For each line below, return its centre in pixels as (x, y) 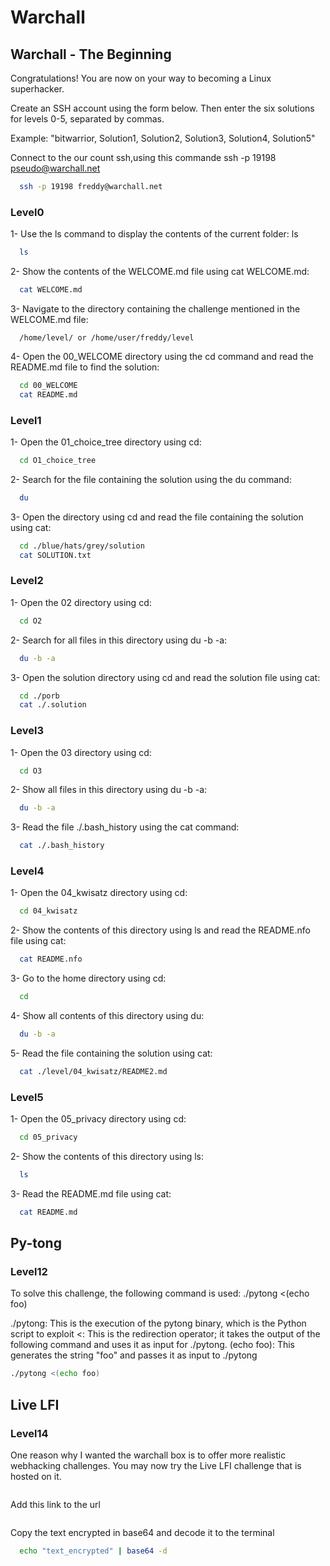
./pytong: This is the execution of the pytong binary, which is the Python (158, 1323)
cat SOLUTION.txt (55, 555)
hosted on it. (36, 1477)
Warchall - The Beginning (91, 54)
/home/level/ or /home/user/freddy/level (107, 337)
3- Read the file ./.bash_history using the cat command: (125, 827)
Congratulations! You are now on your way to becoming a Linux (141, 78)
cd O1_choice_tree (58, 460)
